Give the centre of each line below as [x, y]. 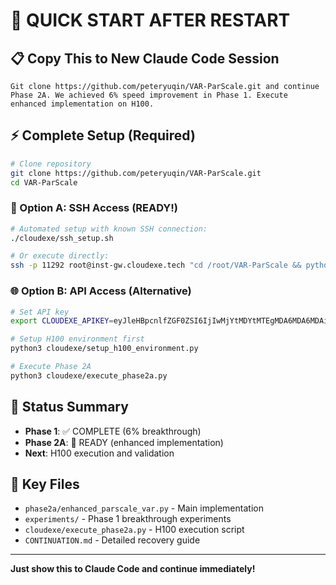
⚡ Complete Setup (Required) [103, 135]
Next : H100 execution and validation [99, 453]
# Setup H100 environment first [77, 339]
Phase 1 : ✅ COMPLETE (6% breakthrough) [113, 431]
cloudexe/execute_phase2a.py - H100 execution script [134, 530]
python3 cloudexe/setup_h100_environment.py [104, 349]
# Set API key [40, 312]
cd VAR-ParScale [44, 182]
